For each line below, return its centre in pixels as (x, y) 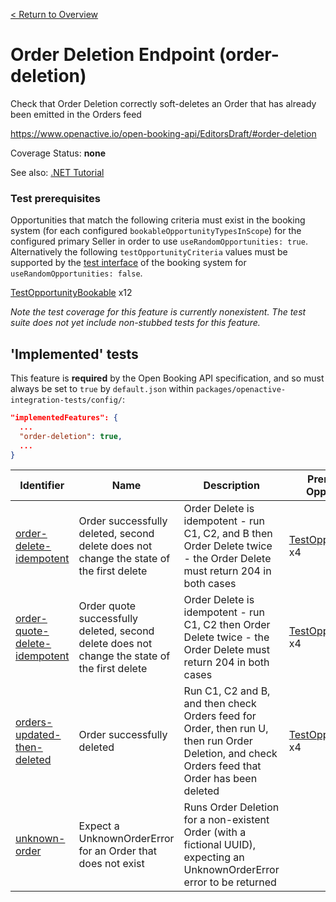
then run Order (218, 741)
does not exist (111, 864)
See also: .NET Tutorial (57, 172)
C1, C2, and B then (228, 534)
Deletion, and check (230, 754)
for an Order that (117, 851)
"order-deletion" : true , (71, 436)
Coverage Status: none (58, 153)
